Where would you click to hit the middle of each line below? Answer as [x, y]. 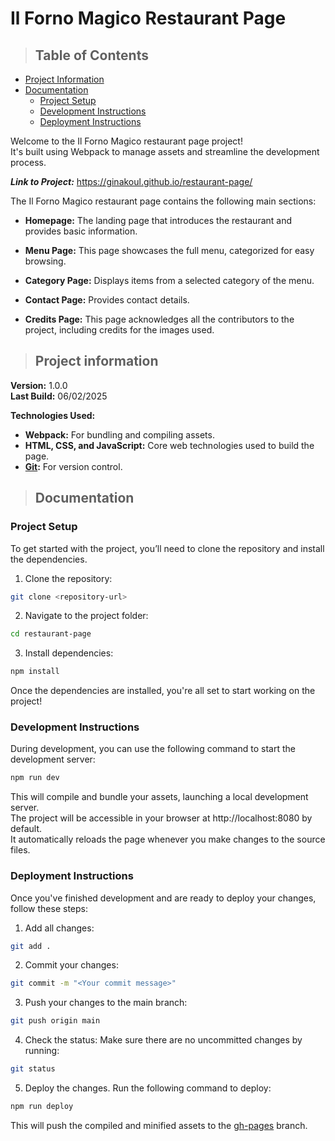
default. [26, 829]
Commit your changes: [71, 965]
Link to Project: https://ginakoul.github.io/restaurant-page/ [131, 181]
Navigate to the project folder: [86, 616]
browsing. [45, 261]
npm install [35, 672]
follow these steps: [49, 908]
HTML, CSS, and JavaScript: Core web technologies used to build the [169, 445]
